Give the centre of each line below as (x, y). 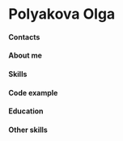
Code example (33, 92)
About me (25, 56)
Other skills (28, 130)
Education (26, 111)
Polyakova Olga (62, 14)
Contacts (24, 36)
